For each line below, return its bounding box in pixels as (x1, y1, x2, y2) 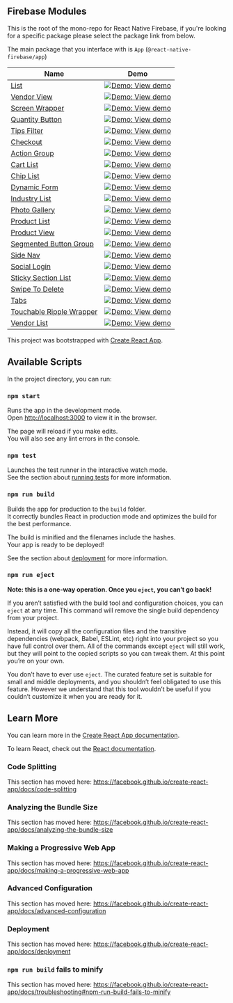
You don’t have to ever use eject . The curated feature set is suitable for (7, 670, 212, 678)
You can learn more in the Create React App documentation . (7, 731, 180, 739)
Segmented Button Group (10, 239, 94, 248)
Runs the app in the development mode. (7, 406, 122, 414)
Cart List (10, 159, 39, 169)
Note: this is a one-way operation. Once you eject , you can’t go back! (7, 585, 212, 594)
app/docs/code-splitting (7, 784, 77, 793)
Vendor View (10, 92, 53, 102)
